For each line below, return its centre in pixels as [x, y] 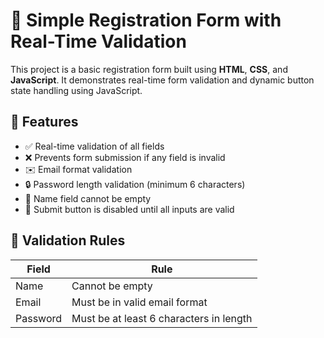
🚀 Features [44, 122]
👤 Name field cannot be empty [88, 198]
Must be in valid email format [139, 302]
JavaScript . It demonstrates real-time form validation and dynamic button [162, 80]
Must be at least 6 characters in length [162, 318]
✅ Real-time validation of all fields [94, 146]
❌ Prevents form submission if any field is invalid [125, 157]
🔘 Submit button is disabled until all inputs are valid [129, 209]
